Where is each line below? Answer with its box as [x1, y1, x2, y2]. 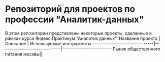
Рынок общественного [112, 46, 161, 52]
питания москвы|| [5, 51, 43, 57]
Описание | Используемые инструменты [5, 40, 91, 46]
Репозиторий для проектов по [5, 3, 135, 15]
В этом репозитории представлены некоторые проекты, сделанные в [5, 30, 152, 36]
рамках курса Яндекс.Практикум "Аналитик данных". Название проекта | [5, 35, 160, 41]
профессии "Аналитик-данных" [5, 14, 144, 25]
